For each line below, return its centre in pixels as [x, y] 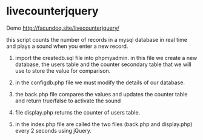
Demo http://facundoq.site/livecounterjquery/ [63, 28]
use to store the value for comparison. [63, 70]
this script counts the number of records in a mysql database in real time [97, 39]
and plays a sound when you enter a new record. [67, 46]
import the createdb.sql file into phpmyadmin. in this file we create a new [106, 58]
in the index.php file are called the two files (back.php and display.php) [104, 124]
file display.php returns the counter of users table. [78, 112]
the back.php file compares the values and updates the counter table [101, 94]
